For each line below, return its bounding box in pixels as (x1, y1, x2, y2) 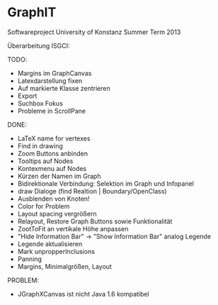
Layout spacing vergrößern (17, 209, 97, 218)
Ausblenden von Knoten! (17, 194, 90, 203)
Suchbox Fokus (17, 99, 64, 107)
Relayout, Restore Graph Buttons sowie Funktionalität (17, 217, 173, 226)
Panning (17, 255, 42, 263)
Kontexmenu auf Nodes (17, 164, 87, 172)
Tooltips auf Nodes (17, 157, 74, 165)
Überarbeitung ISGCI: (7, 41, 70, 50)
